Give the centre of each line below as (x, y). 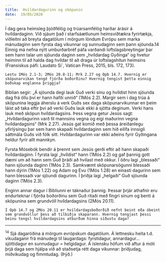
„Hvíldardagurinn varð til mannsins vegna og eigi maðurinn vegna (72, 118)
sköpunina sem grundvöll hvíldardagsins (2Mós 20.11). (60, 201)
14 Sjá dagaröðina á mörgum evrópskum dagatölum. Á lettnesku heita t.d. (79, 233)
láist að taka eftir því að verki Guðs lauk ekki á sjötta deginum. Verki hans (79, 108)
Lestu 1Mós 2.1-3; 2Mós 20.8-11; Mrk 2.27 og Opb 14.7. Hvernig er (76, 74)
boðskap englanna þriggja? (33, 83)
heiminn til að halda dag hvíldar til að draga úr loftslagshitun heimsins (75, 60)
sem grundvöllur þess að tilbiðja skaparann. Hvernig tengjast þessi (78, 214)
